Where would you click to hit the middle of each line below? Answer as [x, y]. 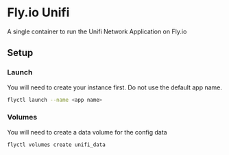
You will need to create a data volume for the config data [87, 132]
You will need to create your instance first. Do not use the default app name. [115, 87]
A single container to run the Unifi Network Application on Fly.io [97, 31]
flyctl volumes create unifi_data [57, 145]
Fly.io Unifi [38, 13]
